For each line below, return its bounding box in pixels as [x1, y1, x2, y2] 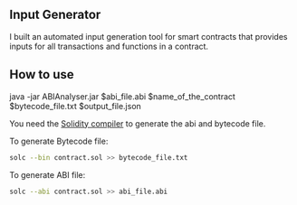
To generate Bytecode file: [9, 135, 109, 146]
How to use [9, 67, 74, 82]
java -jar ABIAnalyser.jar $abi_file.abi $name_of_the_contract [9, 90, 235, 102]
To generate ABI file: [9, 169, 86, 180]
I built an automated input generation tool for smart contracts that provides [9, 31, 288, 42]
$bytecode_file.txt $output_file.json [9, 100, 142, 111]
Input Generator [9, 7, 101, 23]
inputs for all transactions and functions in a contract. [9, 41, 209, 51]
